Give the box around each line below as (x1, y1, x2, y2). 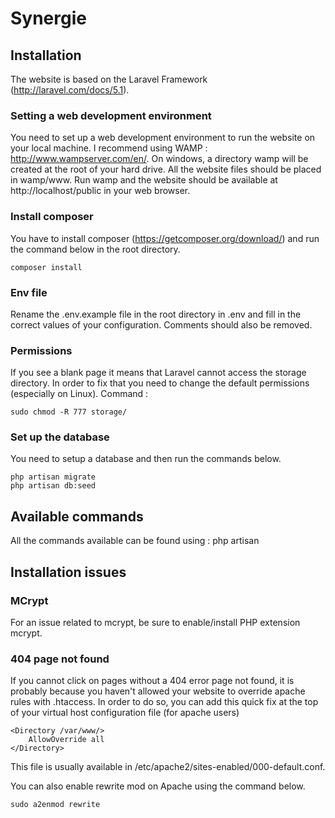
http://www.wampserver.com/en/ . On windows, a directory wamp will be (10, 153, 309, 165)
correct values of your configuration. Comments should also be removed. (10, 318, 313, 331)
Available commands (10, 508, 144, 525)
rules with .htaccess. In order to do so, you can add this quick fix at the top (10, 696, 319, 708)
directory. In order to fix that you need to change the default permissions (10, 377, 310, 389)
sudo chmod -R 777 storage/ (10, 407, 128, 417)
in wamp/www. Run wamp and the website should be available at (10, 174, 278, 186)
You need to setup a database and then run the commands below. (10, 453, 282, 465)
